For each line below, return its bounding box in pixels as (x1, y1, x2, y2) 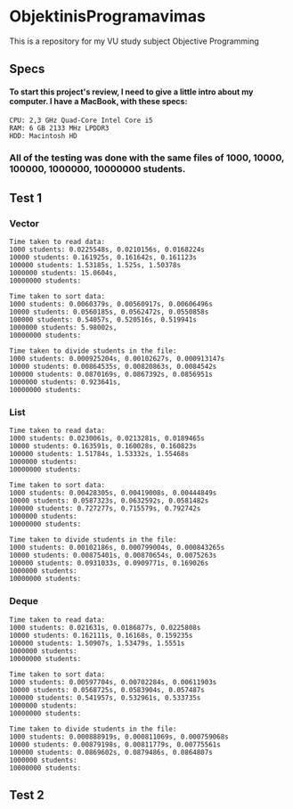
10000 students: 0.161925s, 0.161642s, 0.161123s (9, 253, 198, 262)
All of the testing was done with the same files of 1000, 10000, (9, 151, 285, 164)
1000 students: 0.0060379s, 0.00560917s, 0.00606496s (9, 300, 214, 309)
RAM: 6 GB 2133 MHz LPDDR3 (9, 123, 110, 133)
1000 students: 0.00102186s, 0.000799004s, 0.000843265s (9, 543, 225, 552)
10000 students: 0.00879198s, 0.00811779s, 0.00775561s (9, 740, 221, 749)
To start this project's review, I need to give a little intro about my (9, 86, 254, 97)
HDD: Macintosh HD (9, 131, 77, 140)
